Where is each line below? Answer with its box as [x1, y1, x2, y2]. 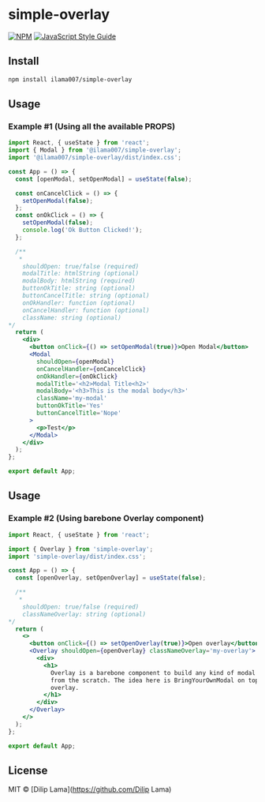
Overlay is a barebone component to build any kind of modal [50, 669, 256, 676]
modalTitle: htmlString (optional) [22, 270, 140, 278]
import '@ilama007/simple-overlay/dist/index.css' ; [8, 154, 181, 162]
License [8, 763, 48, 777]
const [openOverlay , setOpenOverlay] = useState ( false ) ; [15, 574, 207, 582]
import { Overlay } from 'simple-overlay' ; [8, 545, 154, 553]
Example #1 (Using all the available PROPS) [8, 121, 176, 132]
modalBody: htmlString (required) [22, 277, 136, 285]
